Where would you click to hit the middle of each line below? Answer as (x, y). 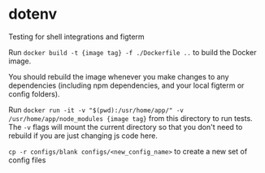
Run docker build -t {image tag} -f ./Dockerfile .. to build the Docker (132, 52)
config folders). (34, 93)
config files (27, 160)
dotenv (33, 14)
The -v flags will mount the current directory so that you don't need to (126, 127)
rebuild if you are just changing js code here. (83, 136)
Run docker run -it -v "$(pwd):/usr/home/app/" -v (96, 110)
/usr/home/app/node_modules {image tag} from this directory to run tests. (131, 118)
